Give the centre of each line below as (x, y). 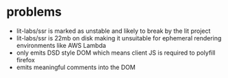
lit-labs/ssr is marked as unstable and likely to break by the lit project (113, 31)
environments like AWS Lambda (61, 45)
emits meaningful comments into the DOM (76, 67)
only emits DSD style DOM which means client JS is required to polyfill (116, 53)
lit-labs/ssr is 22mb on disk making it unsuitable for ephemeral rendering (119, 38)
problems (34, 12)
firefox (26, 60)
